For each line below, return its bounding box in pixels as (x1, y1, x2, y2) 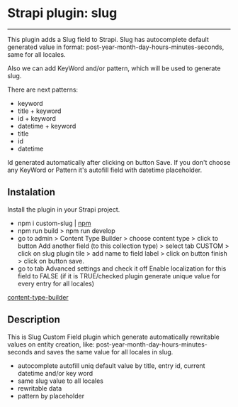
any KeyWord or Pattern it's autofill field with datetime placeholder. (7, 165, 203, 174)
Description (7, 314, 60, 326)
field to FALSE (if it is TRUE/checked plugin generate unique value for (17, 271, 220, 280)
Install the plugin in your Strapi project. (7, 205, 120, 214)
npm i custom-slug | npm (17, 219, 91, 227)
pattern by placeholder (17, 391, 85, 400)
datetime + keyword (17, 121, 76, 130)
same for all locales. (7, 50, 66, 58)
